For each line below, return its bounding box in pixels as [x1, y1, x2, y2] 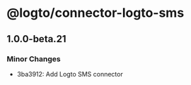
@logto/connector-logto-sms [6, 5, 185, 21]
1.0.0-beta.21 [6, 33, 66, 45]
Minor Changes [6, 54, 61, 64]
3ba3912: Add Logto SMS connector [16, 70, 123, 78]
